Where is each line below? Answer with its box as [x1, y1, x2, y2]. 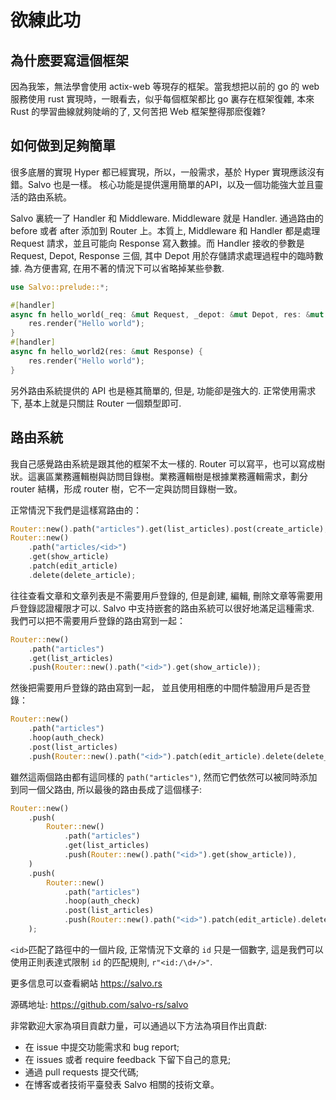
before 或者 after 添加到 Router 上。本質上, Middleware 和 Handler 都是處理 [10, 224, 321, 236]
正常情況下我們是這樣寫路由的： [10, 504, 142, 516]
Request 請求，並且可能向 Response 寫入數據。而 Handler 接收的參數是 [10, 237, 305, 249]
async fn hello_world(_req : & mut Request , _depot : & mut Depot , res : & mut [10, 309, 325, 320]
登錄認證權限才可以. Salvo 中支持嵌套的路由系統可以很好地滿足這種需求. [18, 602, 315, 614]
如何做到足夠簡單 [10, 137, 116, 155]
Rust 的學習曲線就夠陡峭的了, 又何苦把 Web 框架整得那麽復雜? [10, 106, 267, 117]
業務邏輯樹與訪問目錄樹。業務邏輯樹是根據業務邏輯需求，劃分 [53, 470, 308, 482]
